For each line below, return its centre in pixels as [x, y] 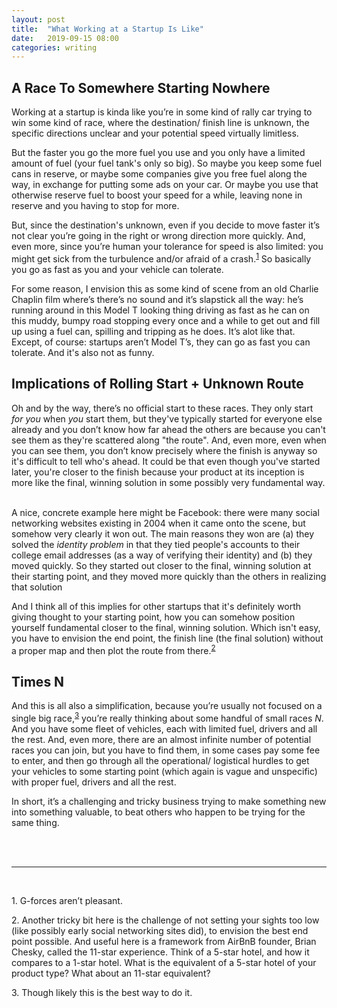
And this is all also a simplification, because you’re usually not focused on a [167, 705]
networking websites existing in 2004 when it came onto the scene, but [158, 523]
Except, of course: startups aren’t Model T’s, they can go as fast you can [161, 342]
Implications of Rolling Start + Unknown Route [157, 384]
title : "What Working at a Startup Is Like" [107, 29]
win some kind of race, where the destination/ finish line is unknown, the [160, 123]
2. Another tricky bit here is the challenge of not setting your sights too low [165, 920]
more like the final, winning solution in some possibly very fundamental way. [168, 482]
